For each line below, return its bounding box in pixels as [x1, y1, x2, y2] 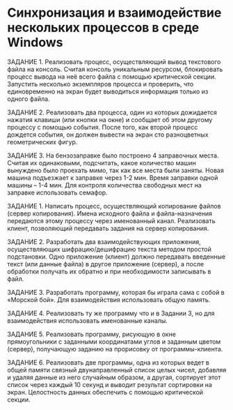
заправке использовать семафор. [7, 188, 108, 197]
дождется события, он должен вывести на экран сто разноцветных [7, 130, 209, 139]
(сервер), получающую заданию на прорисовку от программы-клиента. [7, 344, 223, 353]
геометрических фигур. [7, 137, 78, 146]
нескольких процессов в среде [7, 20, 200, 36]
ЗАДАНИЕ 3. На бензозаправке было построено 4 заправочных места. [7, 151, 219, 160]
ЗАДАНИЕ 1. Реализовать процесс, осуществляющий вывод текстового [7, 57, 221, 66]
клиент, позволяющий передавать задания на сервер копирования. [7, 224, 209, 232]
